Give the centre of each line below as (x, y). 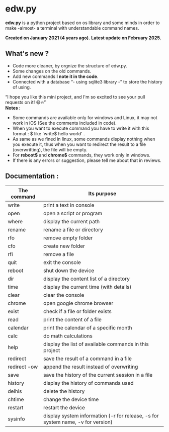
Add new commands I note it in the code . (55, 76)
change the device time (71, 399)
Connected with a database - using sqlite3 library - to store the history (87, 81)
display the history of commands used (89, 383)
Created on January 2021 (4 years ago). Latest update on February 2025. (83, 38)
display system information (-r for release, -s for (101, 415)
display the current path (72, 221)
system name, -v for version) (78, 422)
